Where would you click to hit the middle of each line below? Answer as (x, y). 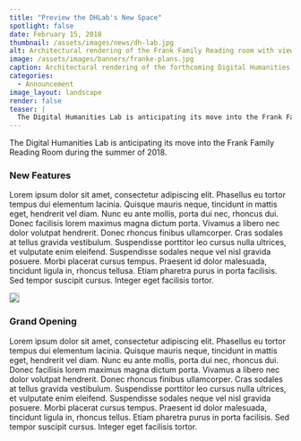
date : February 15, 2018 (56, 34)
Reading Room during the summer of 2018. (88, 152)
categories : (31, 76)
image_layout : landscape (56, 92)
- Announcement (46, 84)
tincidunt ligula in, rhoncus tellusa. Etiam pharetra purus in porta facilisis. (143, 271)
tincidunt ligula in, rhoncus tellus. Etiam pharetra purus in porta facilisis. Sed (149, 417)
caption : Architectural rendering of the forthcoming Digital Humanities (150, 68)
